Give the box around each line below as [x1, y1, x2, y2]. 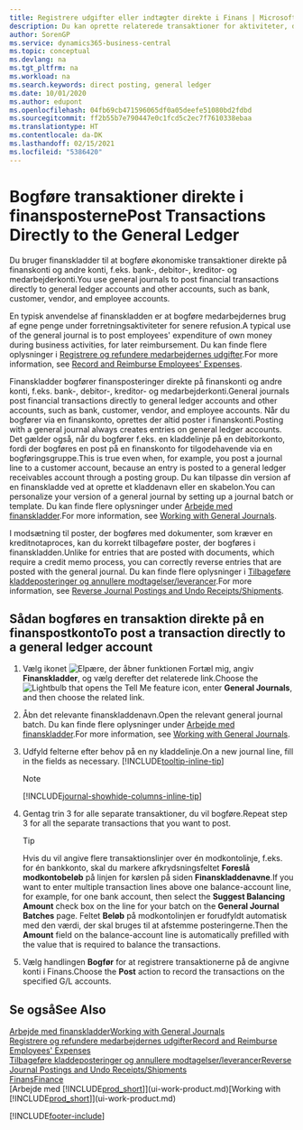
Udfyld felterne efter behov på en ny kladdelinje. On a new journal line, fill [22, 746, 294, 757]
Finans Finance [9, 1074, 64, 1085]
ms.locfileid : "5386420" [9, 147, 103, 156]
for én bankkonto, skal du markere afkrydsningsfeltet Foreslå [22, 863, 251, 874]
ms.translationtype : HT [9, 123, 99, 132]
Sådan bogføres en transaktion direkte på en [9, 611, 264, 626]
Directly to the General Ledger [9, 225, 240, 245]
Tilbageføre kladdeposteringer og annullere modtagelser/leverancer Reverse [9, 1055, 292, 1066]
